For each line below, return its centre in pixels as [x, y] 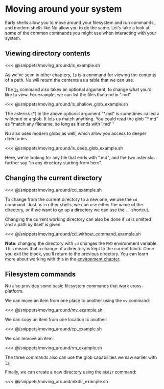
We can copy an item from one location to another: [56, 320]
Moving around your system [64, 9]
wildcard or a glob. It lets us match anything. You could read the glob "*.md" [82, 119]
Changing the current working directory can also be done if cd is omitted [78, 219]
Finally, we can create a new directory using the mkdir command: [70, 372]
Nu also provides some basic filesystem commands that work [67, 286]
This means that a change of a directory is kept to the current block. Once [80, 248]
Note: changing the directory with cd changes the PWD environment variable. [82, 243]
